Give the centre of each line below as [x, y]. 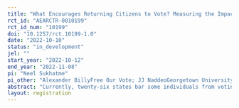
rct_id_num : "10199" [38, 27]
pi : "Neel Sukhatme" [38, 73]
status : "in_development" [46, 47]
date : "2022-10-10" [36, 40]
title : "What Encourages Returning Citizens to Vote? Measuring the [111, 14]
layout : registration [39, 93]
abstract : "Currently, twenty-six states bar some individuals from [111, 87]
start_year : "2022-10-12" [46, 60]
